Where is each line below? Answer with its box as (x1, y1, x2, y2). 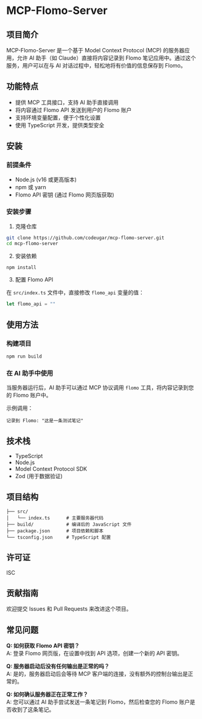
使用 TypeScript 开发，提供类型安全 (15, 121, 105, 128)
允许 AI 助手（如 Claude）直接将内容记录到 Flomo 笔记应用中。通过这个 (16, 54, 197, 61)
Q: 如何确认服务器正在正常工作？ (6, 691, 88, 698)
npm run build (6, 353, 43, 359)
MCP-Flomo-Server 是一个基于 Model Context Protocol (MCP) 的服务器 (6, 47, 184, 54)
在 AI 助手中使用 (6, 369, 54, 377)
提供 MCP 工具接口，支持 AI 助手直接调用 (15, 99, 119, 106)
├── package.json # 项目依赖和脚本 (6, 527, 104, 534)
